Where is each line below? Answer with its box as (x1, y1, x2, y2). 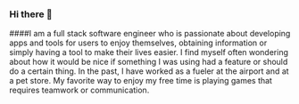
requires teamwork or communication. (9, 84, 150, 96)
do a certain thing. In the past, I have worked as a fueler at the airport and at (9, 66, 289, 76)
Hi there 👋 (9, 8, 54, 20)
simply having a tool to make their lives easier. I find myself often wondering (9, 47, 288, 58)
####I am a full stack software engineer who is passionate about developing (9, 28, 291, 39)
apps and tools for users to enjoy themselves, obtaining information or (9, 37, 268, 48)
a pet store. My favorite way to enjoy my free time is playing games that (9, 76, 272, 86)
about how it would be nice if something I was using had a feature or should (9, 57, 288, 68)
